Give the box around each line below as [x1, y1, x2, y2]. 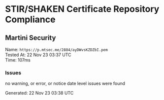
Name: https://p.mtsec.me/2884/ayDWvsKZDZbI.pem [5, 47, 108, 52]
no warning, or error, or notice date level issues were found [5, 80, 126, 87]
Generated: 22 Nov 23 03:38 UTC [5, 90, 74, 96]
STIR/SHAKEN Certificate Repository [5, 3, 160, 15]
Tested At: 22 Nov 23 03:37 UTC [5, 52, 71, 58]
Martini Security [5, 33, 56, 42]
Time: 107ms [5, 57, 31, 63]
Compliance [5, 14, 56, 25]
